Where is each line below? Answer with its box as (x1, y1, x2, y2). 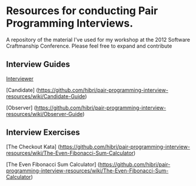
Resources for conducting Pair (6, 4, 158, 18)
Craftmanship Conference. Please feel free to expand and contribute (6, 42, 172, 49)
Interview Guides (6, 59, 71, 69)
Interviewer (6, 75, 34, 82)
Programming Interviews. (6, 16, 134, 30)
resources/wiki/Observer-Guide (6, 110, 83, 117)
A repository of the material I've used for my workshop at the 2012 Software (6, 36, 190, 43)
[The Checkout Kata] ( (6, 143, 60, 150)
